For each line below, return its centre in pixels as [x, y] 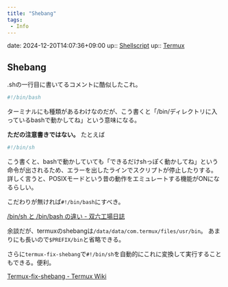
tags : [15, 20]
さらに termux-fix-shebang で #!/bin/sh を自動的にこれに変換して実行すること [114, 253]
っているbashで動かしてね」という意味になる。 [74, 120]
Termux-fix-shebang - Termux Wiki [57, 276]
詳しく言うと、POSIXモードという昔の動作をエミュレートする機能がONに [111, 178]
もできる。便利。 [31, 262]
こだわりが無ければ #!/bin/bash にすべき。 [66, 201]
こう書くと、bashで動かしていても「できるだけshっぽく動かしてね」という [113, 161]
